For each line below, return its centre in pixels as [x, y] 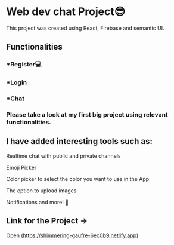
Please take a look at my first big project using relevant [87, 115]
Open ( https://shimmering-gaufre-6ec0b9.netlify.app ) [72, 235]
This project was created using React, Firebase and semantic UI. [86, 28]
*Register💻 [24, 65]
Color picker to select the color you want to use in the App [78, 179]
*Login [17, 82]
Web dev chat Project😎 [66, 12]
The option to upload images [41, 191]
